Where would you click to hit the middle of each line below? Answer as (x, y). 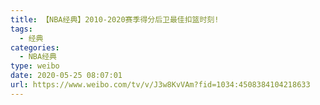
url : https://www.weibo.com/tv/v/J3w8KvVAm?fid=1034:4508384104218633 (160, 85)
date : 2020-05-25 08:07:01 (66, 76)
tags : (21, 29)
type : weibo (35, 66)
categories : (35, 47)
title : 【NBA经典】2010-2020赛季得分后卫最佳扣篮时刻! (115, 19)
